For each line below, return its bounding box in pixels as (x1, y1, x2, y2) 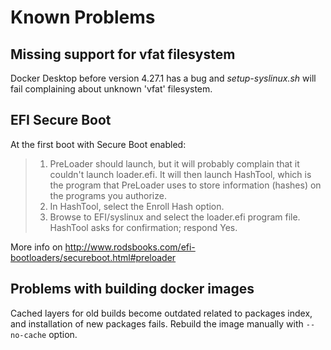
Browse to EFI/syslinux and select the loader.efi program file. (49, 211, 301, 223)
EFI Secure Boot (10, 112, 112, 129)
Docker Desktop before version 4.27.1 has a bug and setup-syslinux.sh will (10, 72, 317, 84)
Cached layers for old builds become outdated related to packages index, (10, 307, 313, 319)
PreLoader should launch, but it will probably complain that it (49, 157, 300, 170)
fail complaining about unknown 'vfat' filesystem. (10, 83, 213, 95)
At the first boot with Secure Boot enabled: (10, 138, 187, 150)
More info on (10, 241, 63, 253)
